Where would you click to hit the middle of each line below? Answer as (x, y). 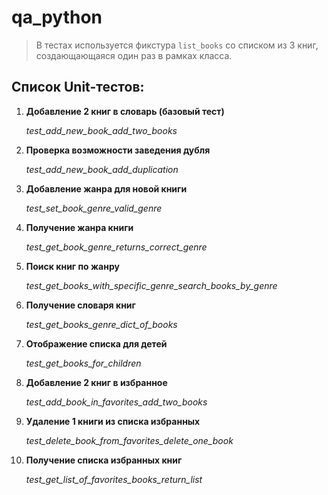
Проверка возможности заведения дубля (118, 150)
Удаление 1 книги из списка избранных (113, 421)
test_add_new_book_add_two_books (101, 130)
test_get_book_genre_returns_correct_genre (116, 247)
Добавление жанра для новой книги (106, 188)
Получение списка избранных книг (104, 460)
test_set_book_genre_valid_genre (94, 208)
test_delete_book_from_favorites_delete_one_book (129, 440)
